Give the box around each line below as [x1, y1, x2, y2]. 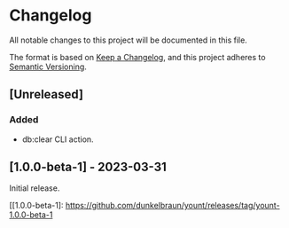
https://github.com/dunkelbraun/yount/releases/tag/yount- [65, 200, 281, 211]
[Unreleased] [9, 87, 84, 102]
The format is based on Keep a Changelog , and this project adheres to [9, 51, 266, 62]
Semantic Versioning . [9, 61, 87, 72]
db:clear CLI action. [21, 134, 95, 145]
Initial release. [9, 183, 60, 193]
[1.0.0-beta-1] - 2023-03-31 [9, 160, 167, 175]
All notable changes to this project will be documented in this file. [9, 35, 248, 45]
